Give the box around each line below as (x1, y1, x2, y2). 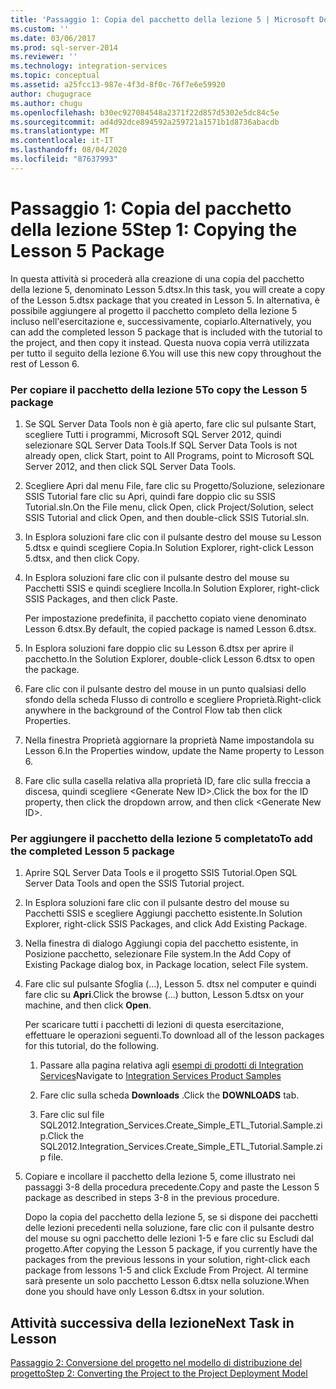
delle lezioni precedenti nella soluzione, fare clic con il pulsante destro (24, 1222, 315, 1234)
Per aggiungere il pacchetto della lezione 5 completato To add (10, 831, 313, 845)
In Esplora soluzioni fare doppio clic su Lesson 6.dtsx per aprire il (24, 642, 294, 654)
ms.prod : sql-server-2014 (10, 42, 118, 53)
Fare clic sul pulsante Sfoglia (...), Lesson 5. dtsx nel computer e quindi (24, 978, 317, 990)
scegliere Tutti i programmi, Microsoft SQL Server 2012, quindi (24, 428, 282, 440)
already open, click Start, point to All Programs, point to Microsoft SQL (24, 449, 315, 461)
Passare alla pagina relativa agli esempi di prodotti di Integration (39, 1059, 304, 1071)
